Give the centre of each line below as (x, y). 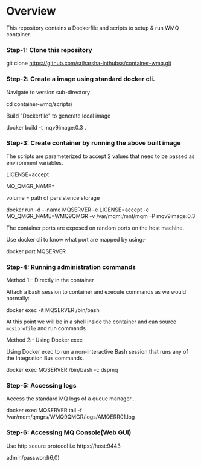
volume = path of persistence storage (53, 197)
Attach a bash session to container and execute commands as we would (96, 292)
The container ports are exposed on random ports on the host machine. (95, 228)
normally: (18, 299)
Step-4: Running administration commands (71, 267)
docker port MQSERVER (36, 251)
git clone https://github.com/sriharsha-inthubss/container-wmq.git (89, 63)
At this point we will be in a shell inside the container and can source (91, 322)
